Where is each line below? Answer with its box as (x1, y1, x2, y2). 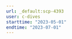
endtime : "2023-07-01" (6, 24, 61, 30)
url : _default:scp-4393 (6, 8, 64, 14)
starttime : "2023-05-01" (6, 19, 67, 25)
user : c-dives (6, 14, 41, 19)
